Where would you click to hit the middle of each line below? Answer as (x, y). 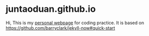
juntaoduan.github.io (51, 9)
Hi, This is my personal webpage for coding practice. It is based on (75, 23)
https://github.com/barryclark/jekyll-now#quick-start (60, 28)
